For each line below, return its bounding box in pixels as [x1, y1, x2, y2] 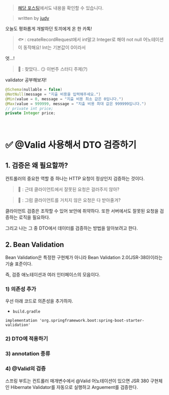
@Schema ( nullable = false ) [5, 87, 63, 92]
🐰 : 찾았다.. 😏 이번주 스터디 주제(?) [17, 66, 88, 72]
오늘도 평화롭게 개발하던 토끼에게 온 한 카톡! [5, 25, 93, 32]
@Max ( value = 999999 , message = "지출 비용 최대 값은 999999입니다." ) [5, 101, 147, 106]
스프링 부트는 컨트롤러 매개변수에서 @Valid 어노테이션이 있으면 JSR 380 [5, 378, 149, 384]
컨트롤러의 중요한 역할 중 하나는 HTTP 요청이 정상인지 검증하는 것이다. [5, 176, 145, 182]
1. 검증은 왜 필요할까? [5, 161, 68, 170]
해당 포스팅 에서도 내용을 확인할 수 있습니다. [17, 5, 104, 11]
